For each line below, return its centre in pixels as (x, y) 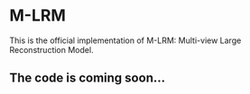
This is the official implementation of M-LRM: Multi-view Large (125, 40)
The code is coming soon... (87, 78)
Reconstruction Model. (51, 49)
